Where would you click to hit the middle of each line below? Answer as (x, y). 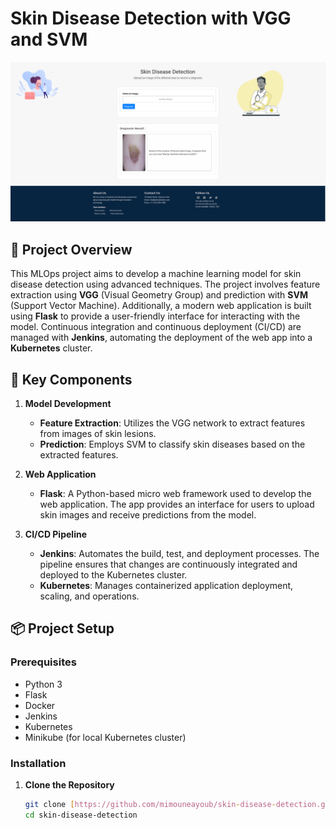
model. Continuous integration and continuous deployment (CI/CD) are (156, 327)
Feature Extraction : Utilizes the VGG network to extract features (172, 423)
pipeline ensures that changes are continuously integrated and (168, 564)
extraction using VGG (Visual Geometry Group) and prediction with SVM (159, 295)
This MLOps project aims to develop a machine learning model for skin (156, 274)
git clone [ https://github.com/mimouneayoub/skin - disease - (150, 804)
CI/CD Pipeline (55, 534)
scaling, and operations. (89, 596)
